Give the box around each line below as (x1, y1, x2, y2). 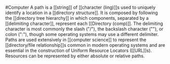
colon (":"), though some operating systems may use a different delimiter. (5, 31, 159, 37)
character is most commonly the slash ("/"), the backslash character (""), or (5, 26, 164, 32)
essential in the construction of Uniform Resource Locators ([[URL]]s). (5, 48, 152, 53)
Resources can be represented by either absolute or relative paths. (5, 53, 145, 59)
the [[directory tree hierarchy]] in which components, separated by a (5, 15, 149, 21)
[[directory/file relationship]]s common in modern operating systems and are (5, 42, 165, 48)
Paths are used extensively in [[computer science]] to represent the (5, 37, 147, 43)
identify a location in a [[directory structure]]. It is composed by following (5, 10, 158, 16)
